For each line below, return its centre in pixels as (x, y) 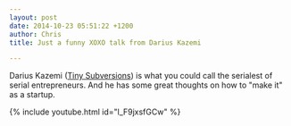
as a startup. (32, 95)
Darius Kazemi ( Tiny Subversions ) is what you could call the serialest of (141, 76)
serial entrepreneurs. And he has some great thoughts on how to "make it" (146, 85)
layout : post (33, 17)
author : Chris (36, 34)
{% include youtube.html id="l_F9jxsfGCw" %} (95, 112)
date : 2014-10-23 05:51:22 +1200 (71, 26)
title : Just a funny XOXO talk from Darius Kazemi (105, 42)
